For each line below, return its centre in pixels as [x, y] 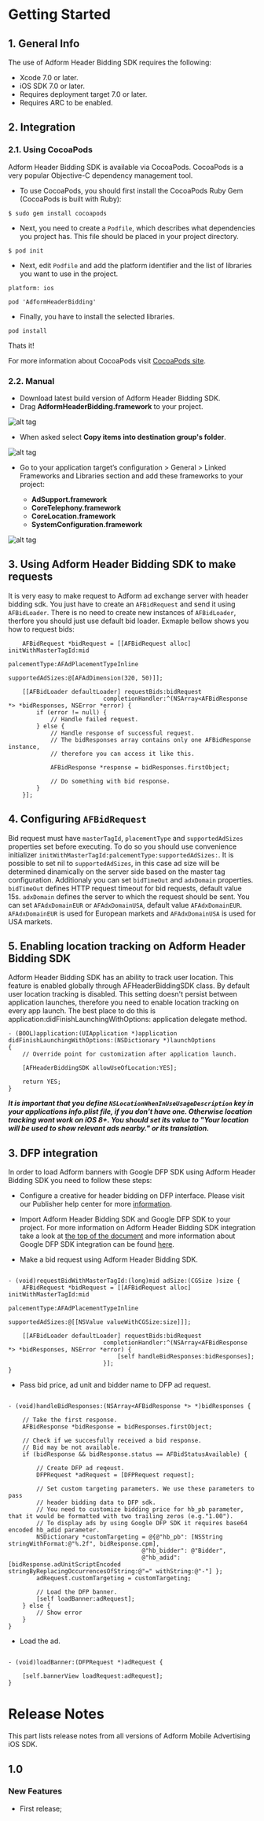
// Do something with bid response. [110, 781]
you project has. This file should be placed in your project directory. [129, 236]
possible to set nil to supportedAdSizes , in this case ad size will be [114, 863]
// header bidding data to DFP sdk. [96, 1503]
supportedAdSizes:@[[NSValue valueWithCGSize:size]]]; [100, 1322]
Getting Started [60, 15]
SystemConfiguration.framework [87, 524]
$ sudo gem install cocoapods [58, 213]
